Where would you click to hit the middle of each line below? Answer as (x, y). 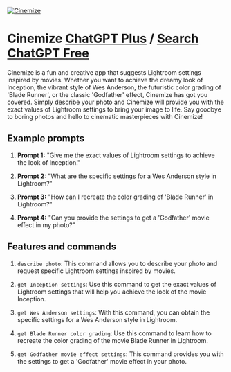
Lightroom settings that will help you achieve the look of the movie (112, 292)
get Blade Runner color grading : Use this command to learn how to (114, 333)
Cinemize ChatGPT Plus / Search (103, 39)
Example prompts (46, 139)
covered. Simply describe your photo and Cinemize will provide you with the (116, 102)
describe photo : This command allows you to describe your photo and (117, 263)
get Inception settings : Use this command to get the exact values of (117, 284)
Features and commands (62, 247)
